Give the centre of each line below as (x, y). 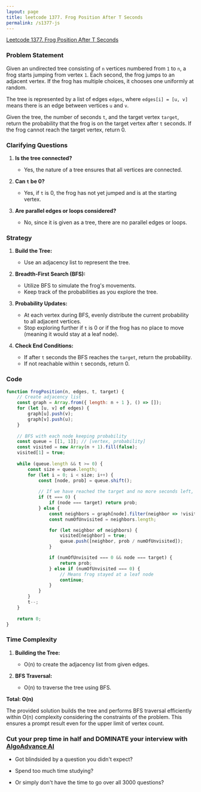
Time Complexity (32, 640)
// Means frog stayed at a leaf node (106, 574)
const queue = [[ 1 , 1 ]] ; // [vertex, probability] (81, 442)
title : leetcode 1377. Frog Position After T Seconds (75, 17)
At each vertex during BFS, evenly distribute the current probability (106, 315)
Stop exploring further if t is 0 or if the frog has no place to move (104, 328)
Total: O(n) (20, 699)
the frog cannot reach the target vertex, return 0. (66, 130)
